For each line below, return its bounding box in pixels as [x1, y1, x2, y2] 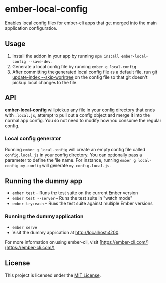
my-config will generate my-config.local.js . [20, 162, 111, 168]
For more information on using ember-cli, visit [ [5, 239, 102, 245]
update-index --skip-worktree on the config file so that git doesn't [12, 74, 148, 80]
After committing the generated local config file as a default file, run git [12, 69, 158, 75]
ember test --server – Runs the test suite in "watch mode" [12, 195, 133, 201]
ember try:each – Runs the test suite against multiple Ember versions [12, 200, 153, 206]
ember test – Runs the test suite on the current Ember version [12, 190, 138, 196]
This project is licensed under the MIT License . [5, 272, 101, 278]
